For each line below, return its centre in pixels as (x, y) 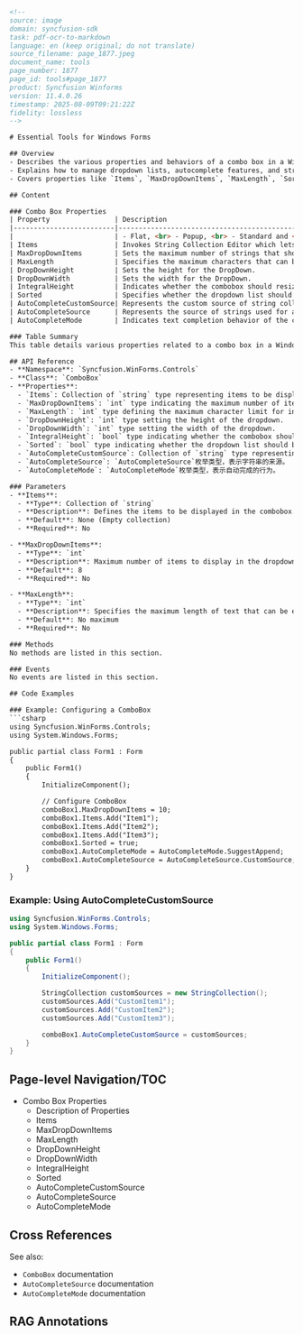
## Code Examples (42, 694)
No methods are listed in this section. (87, 653)
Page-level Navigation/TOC (88, 1079)
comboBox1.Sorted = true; (91, 843)
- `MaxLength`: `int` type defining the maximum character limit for (151, 411)
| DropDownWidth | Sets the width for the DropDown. (131, 279)
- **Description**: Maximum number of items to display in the (138, 562)
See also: (27, 1257)
